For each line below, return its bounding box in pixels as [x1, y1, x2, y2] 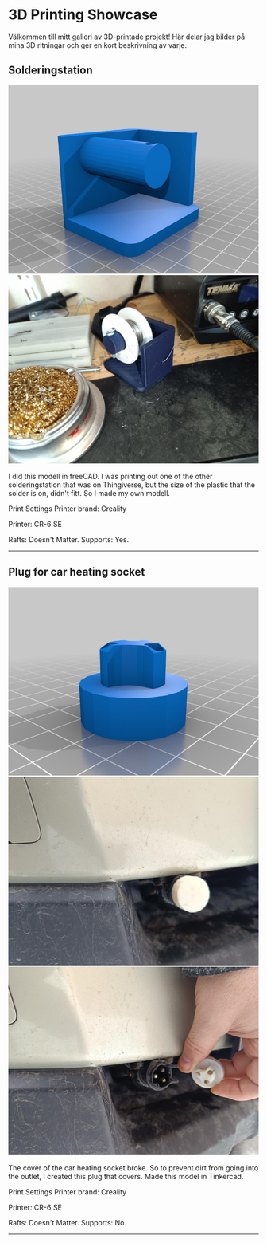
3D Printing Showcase [8, 6, 158, 24]
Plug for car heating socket [8, 565, 145, 579]
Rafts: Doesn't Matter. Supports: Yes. [8, 534, 130, 544]
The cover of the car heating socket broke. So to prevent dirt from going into [8, 1162, 259, 1173]
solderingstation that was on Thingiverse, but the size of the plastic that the [8, 480, 256, 490]
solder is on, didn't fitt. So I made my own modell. [8, 488, 171, 498]
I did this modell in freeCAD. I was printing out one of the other [8, 471, 213, 481]
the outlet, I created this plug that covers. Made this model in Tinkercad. [8, 1171, 244, 1181]
